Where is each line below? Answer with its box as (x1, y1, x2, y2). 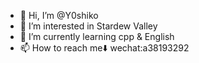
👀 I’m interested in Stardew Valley (19, 20, 158, 32)
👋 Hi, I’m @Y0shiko (19, 10, 99, 21)
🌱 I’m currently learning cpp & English (19, 31, 175, 42)
